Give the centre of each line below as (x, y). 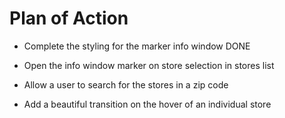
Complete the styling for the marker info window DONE (137, 46)
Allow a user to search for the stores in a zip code (126, 84)
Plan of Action (69, 18)
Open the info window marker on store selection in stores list (149, 65)
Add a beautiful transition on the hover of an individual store (147, 104)
